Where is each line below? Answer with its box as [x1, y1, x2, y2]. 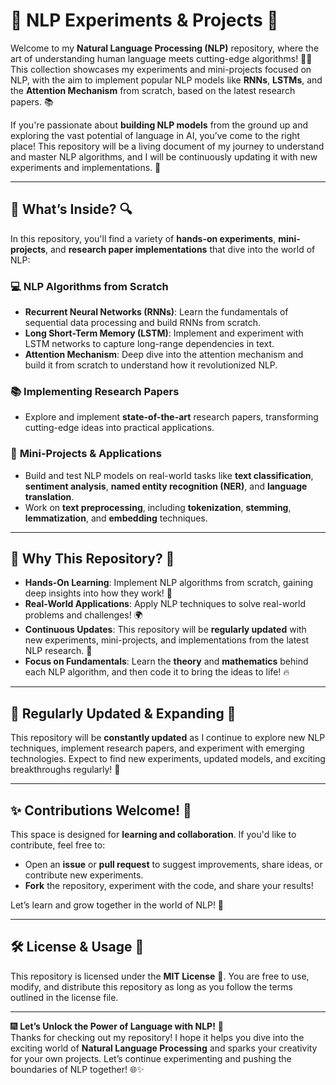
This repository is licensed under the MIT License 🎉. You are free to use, [10, 970, 310, 982]
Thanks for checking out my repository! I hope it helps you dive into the [10, 1031, 305, 1043]
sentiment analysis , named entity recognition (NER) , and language [24, 480, 308, 492]
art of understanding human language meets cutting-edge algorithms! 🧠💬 [10, 52, 313, 64]
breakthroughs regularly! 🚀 [10, 764, 121, 776]
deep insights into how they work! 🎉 [24, 587, 173, 599]
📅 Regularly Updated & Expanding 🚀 [10, 705, 237, 722]
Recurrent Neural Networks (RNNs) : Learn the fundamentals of [24, 306, 289, 318]
